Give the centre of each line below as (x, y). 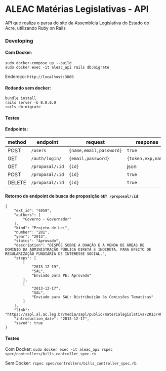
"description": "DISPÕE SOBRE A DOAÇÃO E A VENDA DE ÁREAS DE (79, 246)
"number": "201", (32, 232)
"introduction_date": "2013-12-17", (52, 319)
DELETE (17, 183)
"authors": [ (27, 215)
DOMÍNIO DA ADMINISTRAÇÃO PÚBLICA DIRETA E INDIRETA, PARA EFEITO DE (78, 250)
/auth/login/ (46, 159)
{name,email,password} (96, 151)
